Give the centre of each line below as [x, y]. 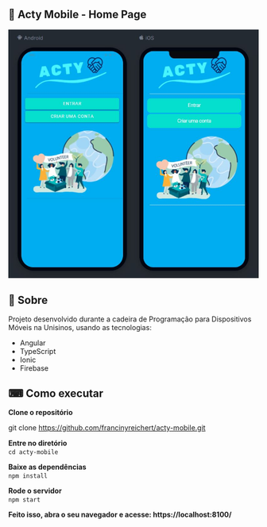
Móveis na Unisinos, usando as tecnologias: [80, 328]
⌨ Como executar [56, 393]
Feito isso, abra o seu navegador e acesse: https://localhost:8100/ [120, 515]
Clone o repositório [41, 413]
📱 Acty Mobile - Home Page [77, 15]
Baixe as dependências [47, 467]
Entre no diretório [38, 443]
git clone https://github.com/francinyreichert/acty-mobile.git [107, 428]
